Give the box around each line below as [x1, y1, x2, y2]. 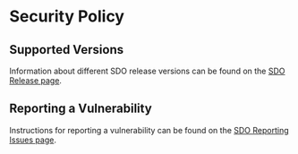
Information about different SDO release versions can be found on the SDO [9, 65, 285, 76]
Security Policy [9, 6, 125, 27]
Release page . [9, 75, 63, 86]
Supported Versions [9, 42, 123, 57]
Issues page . [9, 134, 56, 145]
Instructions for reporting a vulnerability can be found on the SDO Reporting [9, 124, 289, 135]
